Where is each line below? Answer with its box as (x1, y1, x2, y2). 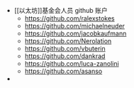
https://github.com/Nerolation (24, 37, 112, 45)
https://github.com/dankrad (24, 52, 106, 60)
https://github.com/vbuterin (24, 45, 106, 53)
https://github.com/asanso (24, 67, 103, 75)
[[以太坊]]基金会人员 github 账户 (13, 6, 108, 14)
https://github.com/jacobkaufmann (24, 29, 127, 38)
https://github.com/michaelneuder (24, 22, 125, 30)
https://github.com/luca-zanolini (24, 60, 119, 67)
